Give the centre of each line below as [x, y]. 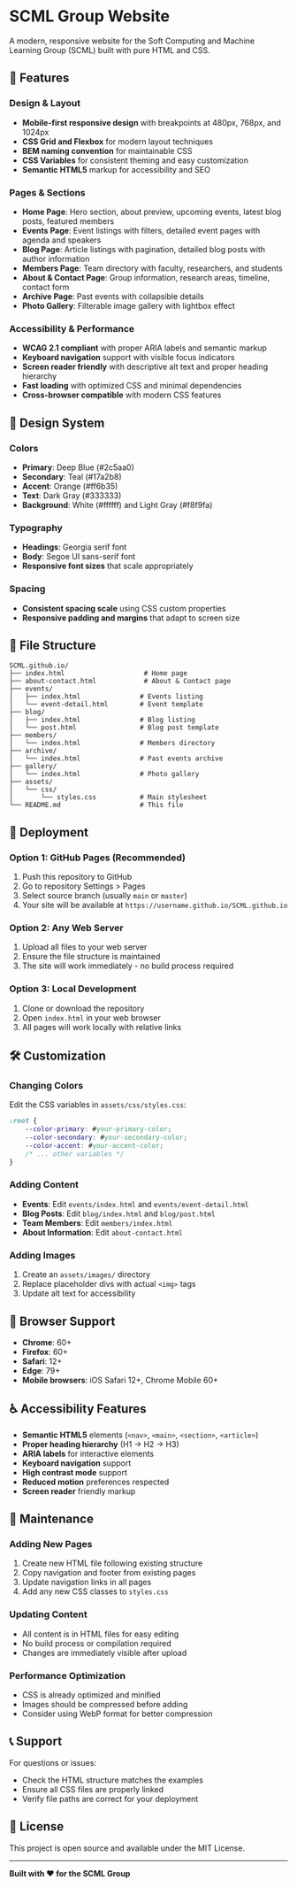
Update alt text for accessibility [79, 1293]
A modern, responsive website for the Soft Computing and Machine [132, 41]
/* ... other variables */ [75, 1154]
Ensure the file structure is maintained [91, 957]
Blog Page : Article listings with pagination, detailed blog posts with [144, 249]
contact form [46, 287]
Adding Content [44, 1185]
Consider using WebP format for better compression [118, 1714]
